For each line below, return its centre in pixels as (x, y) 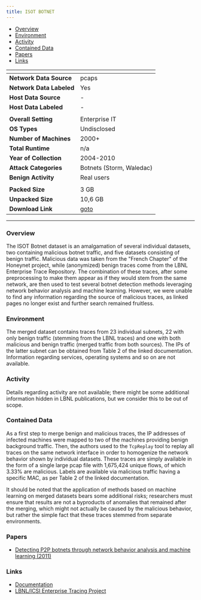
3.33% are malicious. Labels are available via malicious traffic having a (93, 471)
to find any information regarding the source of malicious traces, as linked (97, 297)
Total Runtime (29, 148)
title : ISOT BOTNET (31, 12)
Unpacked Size (31, 199)
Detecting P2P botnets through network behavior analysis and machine (103, 550)
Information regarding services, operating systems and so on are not (91, 357)
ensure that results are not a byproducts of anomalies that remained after (96, 502)
